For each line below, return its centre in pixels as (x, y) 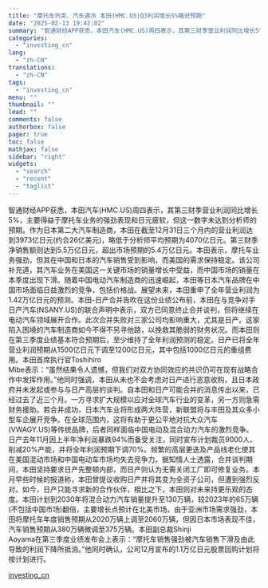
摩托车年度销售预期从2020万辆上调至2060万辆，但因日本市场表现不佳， (141, 519)
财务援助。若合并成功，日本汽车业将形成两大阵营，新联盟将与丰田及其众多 (130, 409)
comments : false (35, 120)
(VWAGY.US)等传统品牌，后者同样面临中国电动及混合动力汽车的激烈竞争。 (131, 429)
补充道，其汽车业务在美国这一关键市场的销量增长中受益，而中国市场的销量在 (134, 270)
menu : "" (23, 97)
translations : (32, 68)
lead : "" (23, 112)
